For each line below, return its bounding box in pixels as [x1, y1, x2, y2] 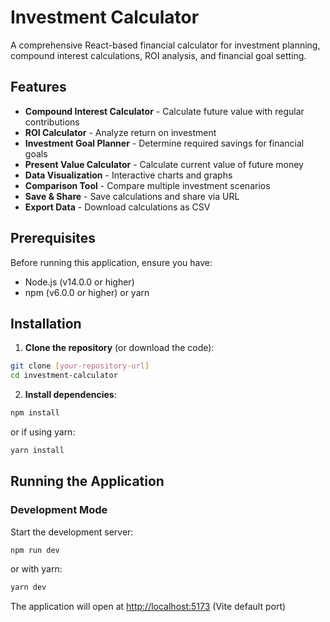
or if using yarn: [10, 426, 76, 438]
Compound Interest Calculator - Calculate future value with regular [24, 105, 305, 117]
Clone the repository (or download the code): [24, 342, 215, 354]
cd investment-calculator [10, 371, 118, 381]
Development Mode [10, 503, 108, 517]
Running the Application [10, 473, 165, 490]
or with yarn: [10, 563, 63, 575]
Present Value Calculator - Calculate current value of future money [24, 158, 304, 170]
